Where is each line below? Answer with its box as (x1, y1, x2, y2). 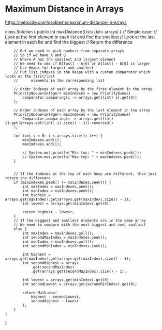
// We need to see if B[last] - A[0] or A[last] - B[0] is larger (14, 61, 150, 66)
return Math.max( (22, 290, 57, 295)
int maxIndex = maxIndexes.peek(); (22, 184, 94, 189)
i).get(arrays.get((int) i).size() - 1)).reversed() (5, 120, 114, 126)
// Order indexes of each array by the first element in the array (14, 86, 152, 92)
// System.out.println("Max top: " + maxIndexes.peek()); (22, 154, 142, 159)
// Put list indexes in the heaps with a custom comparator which (14, 69, 150, 75)
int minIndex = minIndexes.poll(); (22, 239, 94, 244)
